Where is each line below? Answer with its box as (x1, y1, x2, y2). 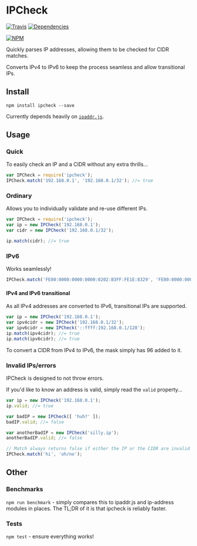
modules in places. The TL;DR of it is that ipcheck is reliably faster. (6, 505, 167, 512)
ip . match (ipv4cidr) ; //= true (6, 330, 80, 336)
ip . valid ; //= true (6, 403, 54, 409)
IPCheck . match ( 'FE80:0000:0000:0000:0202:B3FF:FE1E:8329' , (6, 277, 154, 283)
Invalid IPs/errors (6, 361, 57, 369)
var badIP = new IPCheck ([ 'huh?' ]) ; (6, 413, 101, 419)
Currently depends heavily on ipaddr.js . (6, 112, 104, 120)
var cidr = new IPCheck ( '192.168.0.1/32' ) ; (6, 227, 114, 233)
